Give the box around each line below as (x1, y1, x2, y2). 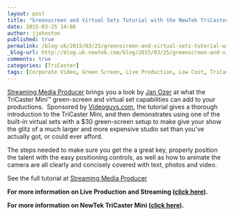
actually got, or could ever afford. (7, 132, 103, 140)
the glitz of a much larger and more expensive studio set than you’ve (7, 125, 204, 133)
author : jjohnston (7, 29, 61, 37)
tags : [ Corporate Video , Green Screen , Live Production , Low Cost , (7, 68, 208, 75)
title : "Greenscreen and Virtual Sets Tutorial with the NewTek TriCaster (7, 17, 229, 24)
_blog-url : (7, 49, 39, 56)
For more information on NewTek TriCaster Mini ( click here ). (7, 201, 185, 209)
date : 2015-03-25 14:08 (7, 23, 77, 30)
